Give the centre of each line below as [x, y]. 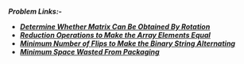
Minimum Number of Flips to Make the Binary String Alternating [128, 43]
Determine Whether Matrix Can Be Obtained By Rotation [115, 26]
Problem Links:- [35, 11]
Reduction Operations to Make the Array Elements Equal [115, 35]
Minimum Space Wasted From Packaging [90, 52]
